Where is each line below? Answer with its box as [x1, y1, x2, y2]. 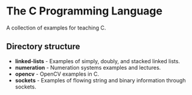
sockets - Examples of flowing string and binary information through [14, 76, 186, 84]
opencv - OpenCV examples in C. [14, 70, 100, 78]
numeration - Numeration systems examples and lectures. [14, 64, 161, 71]
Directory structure [6, 41, 80, 52]
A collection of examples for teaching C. [6, 24, 106, 31]
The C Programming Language [6, 4, 163, 18]
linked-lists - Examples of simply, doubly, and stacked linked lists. [14, 57, 180, 64]
